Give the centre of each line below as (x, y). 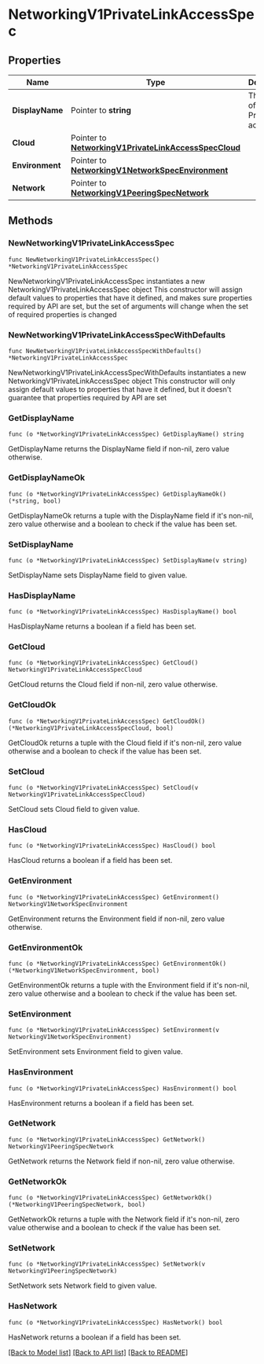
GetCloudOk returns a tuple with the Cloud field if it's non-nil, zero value (125, 743)
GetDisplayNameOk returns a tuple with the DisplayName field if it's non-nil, (131, 515)
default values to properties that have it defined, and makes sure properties (130, 297)
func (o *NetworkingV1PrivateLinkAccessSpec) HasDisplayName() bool (123, 612)
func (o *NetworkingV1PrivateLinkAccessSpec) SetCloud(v (103, 788)
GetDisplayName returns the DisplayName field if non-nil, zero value (119, 449)
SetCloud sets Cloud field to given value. (74, 809)
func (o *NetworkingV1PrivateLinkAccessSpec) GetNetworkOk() (110, 1198)
